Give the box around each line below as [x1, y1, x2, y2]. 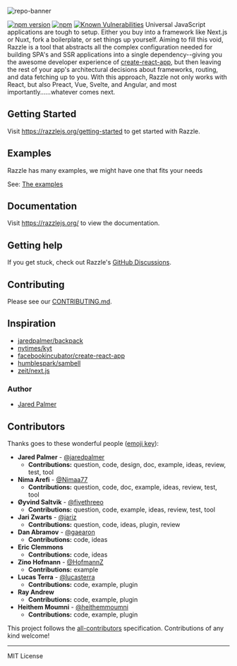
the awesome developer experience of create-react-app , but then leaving [7, 58, 221, 66]
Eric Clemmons [17, 543, 63, 551]
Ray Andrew [17, 588, 54, 596]
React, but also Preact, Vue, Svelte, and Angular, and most [7, 80, 177, 88]
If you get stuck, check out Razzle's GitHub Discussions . [7, 258, 171, 267]
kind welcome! [7, 631, 50, 640]
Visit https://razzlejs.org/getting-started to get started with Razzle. [7, 127, 201, 135]
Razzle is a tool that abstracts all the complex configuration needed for [7, 43, 213, 51]
